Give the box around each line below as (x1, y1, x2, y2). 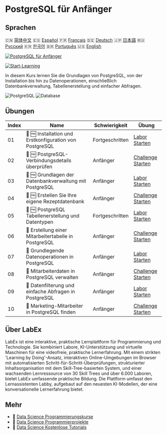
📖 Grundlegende (26, 247, 65, 254)
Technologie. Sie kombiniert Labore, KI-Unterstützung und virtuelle (5, 344, 143, 350)
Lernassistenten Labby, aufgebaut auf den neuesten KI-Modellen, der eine (5, 381, 158, 387)
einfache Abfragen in (26, 288, 76, 295)
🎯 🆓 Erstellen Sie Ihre (26, 191, 77, 198)
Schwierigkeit (94, 122, 128, 129)
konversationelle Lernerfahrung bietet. (5, 386, 84, 392)
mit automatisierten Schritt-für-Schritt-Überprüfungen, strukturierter (5, 359, 145, 366)
